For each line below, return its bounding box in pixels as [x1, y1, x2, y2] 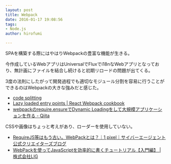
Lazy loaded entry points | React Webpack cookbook [12, 100, 125, 106]
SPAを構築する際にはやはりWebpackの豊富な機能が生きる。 [5, 50, 133, 56]
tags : [5, 21, 17, 27]
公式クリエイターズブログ [12, 141, 67, 147]
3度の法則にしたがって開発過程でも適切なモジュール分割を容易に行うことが [5, 78, 165, 84]
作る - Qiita [26, 113, 50, 119]
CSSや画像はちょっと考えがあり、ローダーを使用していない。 [5, 123, 136, 129]
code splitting [12, 95, 42, 101]
